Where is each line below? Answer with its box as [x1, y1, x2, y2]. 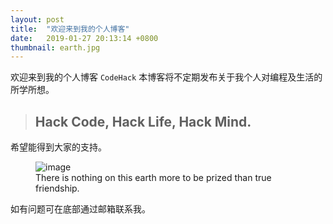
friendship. [35, 182, 80, 195]
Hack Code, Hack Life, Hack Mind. [34, 113, 252, 130]
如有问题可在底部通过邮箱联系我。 [10, 203, 151, 215]
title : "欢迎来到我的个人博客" [10, 24, 130, 34]
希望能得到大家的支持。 [10, 141, 107, 153]
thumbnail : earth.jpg [10, 42, 101, 53]
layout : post [10, 14, 65, 25]
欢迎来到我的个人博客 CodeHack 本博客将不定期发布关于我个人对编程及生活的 [10, 71, 323, 83]
